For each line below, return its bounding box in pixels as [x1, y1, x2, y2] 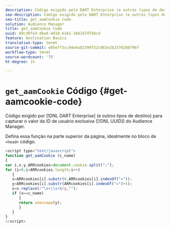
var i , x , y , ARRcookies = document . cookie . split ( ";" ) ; [5, 162, 114, 167]
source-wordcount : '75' [5, 54, 56, 60]
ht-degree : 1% [5, 59, 35, 64]
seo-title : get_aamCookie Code [5, 17, 71, 22]
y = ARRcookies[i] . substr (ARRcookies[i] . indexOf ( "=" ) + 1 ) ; [12, 181, 133, 187]
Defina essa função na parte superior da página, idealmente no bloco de [5, 133, 156, 140]
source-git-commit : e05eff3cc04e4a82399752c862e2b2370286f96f [5, 45, 139, 50]
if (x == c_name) [12, 191, 44, 196]
